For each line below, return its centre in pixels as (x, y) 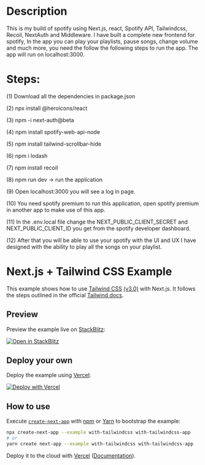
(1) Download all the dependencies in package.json (71, 96)
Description (37, 11)
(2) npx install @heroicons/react (47, 108)
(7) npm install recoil (32, 168)
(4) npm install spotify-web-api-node (53, 132)
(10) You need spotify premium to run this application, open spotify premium (103, 203)
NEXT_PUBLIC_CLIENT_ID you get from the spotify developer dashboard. (99, 228)
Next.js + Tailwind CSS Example (89, 272)
